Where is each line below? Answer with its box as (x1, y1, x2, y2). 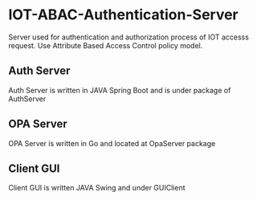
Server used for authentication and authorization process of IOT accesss (8, 32, 249, 42)
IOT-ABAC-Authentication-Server (8, 6, 239, 24)
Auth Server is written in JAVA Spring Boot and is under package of (8, 85, 231, 95)
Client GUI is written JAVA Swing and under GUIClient (8, 183, 186, 193)
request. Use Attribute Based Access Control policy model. (8, 40, 203, 50)
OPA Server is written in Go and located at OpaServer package (8, 138, 216, 148)
